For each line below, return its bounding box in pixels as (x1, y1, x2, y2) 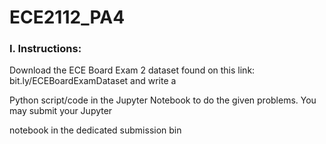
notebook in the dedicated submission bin (9, 124, 182, 136)
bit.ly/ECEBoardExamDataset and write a (9, 75, 177, 87)
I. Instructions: (9, 42, 82, 56)
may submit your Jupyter (9, 105, 113, 117)
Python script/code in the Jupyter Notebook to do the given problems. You (9, 94, 317, 106)
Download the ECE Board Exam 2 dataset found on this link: (9, 64, 256, 76)
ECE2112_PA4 (9, 6, 126, 29)
